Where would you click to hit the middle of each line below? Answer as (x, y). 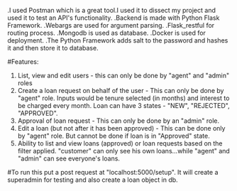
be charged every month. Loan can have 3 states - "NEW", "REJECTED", (123, 105)
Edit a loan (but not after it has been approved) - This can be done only (121, 128)
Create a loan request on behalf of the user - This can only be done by (121, 91)
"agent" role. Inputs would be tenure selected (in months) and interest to (123, 98)
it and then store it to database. (53, 48)
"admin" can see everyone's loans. (69, 158)
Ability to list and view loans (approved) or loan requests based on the (120, 143)
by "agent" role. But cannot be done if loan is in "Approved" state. (114, 136)
